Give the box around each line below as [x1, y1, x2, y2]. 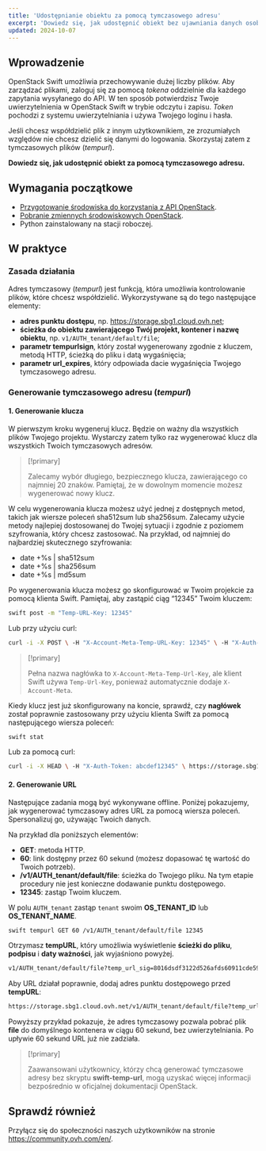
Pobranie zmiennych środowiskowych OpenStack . [19, 211, 184, 220]
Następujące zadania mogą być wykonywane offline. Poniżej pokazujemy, [8, 797, 249, 806]
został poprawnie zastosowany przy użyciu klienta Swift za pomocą [8, 709, 230, 718]
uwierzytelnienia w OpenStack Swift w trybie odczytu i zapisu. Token [8, 102, 234, 112]
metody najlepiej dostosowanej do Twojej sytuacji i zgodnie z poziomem [8, 521, 244, 530]
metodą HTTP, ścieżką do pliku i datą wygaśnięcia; [19, 350, 186, 360]
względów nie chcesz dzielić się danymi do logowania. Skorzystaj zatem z [8, 134, 251, 144]
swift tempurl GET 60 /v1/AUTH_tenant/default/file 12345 [8, 926, 203, 934]
